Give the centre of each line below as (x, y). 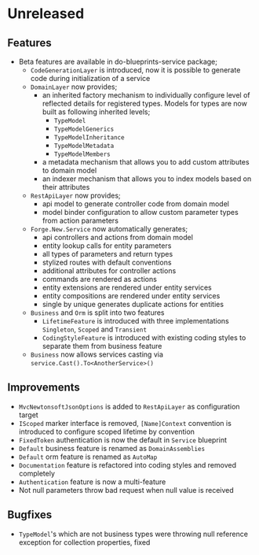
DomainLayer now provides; (74, 87)
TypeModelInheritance (89, 138)
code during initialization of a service (90, 78)
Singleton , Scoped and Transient (94, 329)
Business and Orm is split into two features (98, 313)
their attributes (66, 187)
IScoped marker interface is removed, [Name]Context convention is (125, 423)
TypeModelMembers (82, 154)
